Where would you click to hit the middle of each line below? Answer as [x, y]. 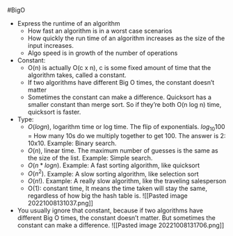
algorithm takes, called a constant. [77, 75]
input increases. [51, 45]
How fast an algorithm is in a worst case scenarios [100, 31]
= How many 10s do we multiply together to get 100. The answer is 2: [127, 135]
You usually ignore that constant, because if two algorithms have [110, 210]
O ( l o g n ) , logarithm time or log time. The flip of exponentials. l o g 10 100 [126, 128]
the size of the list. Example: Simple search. [90, 158]
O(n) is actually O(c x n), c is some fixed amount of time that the [119, 68]
